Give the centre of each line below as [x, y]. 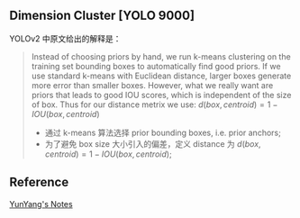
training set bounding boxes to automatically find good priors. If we [156, 66]
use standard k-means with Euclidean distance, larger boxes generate [161, 76]
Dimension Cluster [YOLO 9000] [102, 16]
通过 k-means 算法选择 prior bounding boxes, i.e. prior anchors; [163, 132]
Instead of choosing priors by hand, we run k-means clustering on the [161, 56]
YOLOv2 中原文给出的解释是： [65, 38]
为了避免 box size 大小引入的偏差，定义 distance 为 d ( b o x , [153, 143]
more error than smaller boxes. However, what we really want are [152, 85]
